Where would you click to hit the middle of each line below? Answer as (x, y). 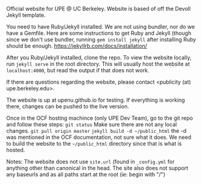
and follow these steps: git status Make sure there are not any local (92, 124)
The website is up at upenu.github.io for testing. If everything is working (96, 100)
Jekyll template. (26, 15)
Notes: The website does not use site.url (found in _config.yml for (90, 161)
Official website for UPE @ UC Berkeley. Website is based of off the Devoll (99, 9)
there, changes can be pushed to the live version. (68, 106)
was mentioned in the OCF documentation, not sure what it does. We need (99, 137)
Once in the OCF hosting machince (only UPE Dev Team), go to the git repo (99, 118)
